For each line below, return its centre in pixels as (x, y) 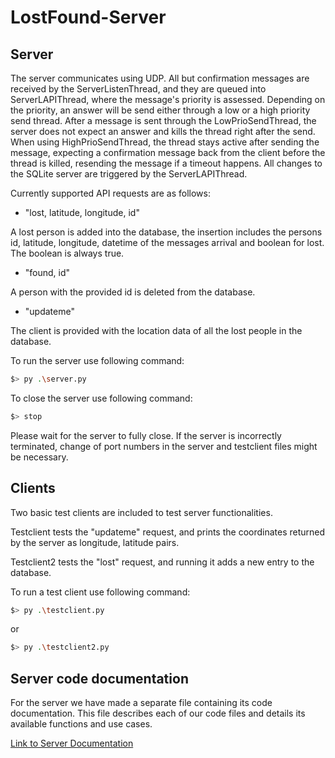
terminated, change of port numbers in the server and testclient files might (164, 446)
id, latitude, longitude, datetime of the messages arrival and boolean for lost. (167, 242)
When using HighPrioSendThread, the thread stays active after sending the (165, 142)
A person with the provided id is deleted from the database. (133, 292)
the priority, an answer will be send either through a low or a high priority (160, 110)
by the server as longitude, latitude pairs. (95, 542)
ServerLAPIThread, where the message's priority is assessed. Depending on (168, 99)
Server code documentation (99, 678)
